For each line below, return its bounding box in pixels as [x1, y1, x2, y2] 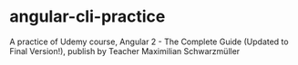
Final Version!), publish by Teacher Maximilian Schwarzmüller [9, 45, 241, 56]
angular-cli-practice [9, 6, 166, 27]
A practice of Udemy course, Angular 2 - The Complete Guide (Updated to [9, 36, 289, 47]
